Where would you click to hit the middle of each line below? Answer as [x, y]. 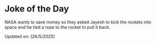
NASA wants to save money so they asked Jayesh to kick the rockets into [78, 22]
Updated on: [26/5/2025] [30, 36]
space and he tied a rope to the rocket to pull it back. [57, 27]
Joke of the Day [37, 9]
